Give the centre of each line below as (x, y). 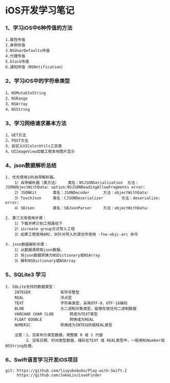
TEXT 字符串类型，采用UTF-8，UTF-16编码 (71, 303)
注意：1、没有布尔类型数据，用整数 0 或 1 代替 (59, 335)
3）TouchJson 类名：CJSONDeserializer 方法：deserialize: (88, 198)
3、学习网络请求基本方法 (36, 123)
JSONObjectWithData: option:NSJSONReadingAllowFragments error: (75, 187)
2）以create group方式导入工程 (45, 229)
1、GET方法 (16, 135)
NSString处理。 (20, 346)
